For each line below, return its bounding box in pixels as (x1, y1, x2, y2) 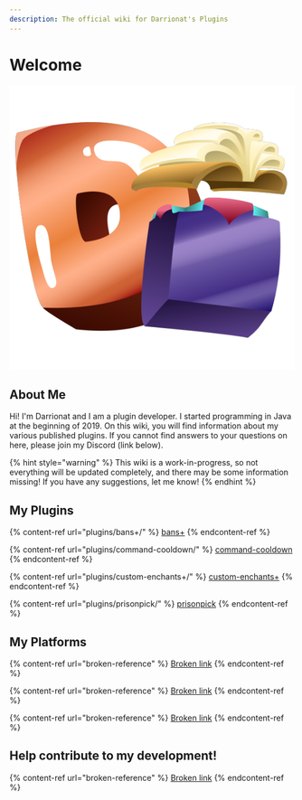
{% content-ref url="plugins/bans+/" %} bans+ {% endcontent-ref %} (9, 527, 271, 538)
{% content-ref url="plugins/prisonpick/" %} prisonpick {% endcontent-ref (9, 598, 288, 609)
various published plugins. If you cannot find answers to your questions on (9, 430, 288, 441)
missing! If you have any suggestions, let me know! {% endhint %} (9, 476, 257, 487)
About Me (9, 387, 66, 402)
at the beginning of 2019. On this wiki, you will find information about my (9, 420, 278, 431)
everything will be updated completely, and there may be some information (9, 466, 289, 478)
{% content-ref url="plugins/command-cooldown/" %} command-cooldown (9, 544, 293, 555)
